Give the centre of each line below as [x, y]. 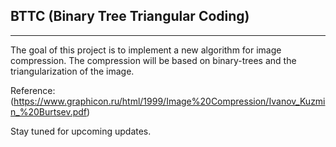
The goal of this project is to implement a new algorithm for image [146, 50]
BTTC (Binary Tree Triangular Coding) [130, 16]
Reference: [33, 90]
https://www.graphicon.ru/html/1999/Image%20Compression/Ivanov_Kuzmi [169, 101]
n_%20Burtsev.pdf [49, 111]
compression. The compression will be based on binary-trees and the [153, 60]
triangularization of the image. [72, 71]
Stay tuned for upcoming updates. [81, 131]
